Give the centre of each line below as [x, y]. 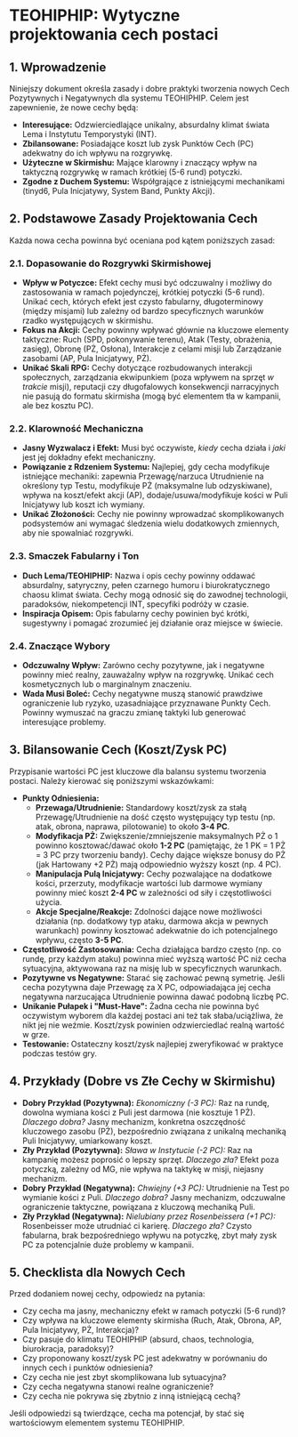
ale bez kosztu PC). [58, 406]
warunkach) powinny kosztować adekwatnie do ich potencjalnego [157, 930]
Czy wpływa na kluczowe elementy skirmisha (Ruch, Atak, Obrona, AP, [152, 1320]
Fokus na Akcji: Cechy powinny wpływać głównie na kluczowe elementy [155, 330]
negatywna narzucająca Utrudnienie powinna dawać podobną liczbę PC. [155, 997]
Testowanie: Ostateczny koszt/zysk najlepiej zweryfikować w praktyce [153, 1044]
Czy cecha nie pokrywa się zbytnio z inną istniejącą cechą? [131, 1396]
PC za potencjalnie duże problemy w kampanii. [108, 1244]
